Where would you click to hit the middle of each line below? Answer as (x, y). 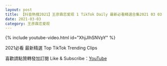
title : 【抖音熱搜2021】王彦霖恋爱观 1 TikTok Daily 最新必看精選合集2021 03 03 (83, 14)
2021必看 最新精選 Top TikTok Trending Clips (51, 48)
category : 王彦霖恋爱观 (27, 24)
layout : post (19, 10)
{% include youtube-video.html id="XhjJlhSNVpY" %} (60, 38)
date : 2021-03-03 (23, 19)
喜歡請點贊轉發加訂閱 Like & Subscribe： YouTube (56, 59)
